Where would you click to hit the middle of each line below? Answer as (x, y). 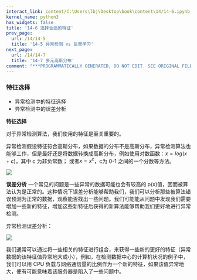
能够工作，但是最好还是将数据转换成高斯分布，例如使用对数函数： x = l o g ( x (97, 153)
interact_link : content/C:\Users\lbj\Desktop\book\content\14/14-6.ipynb (98, 11)
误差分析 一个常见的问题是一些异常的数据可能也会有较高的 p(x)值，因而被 (95, 185)
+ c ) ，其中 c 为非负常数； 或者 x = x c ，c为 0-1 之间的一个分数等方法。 (90, 161)
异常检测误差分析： (29, 226)
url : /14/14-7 (28, 55)
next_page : (19, 50)
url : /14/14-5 (28, 39)
